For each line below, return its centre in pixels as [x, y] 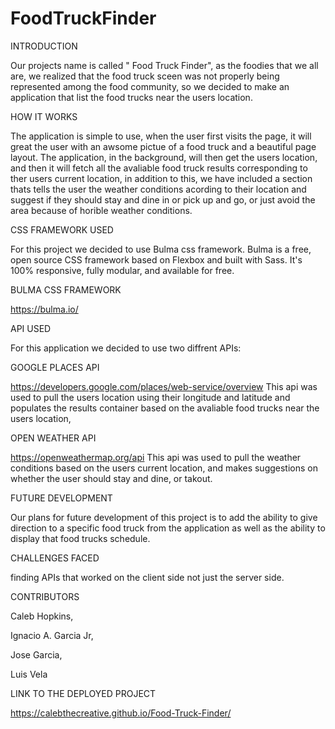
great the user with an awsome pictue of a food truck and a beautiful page [163, 146]
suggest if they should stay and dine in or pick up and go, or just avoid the [163, 199]
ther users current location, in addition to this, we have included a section [161, 178]
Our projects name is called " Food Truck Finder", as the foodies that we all [164, 65]
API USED [31, 328]
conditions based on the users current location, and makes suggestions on [164, 468]
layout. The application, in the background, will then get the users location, [164, 157]
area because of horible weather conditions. [101, 210]
